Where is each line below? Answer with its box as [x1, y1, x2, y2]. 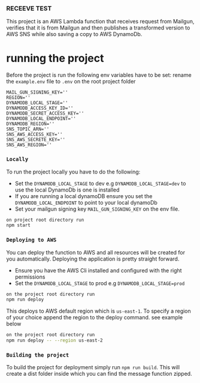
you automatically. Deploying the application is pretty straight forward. [6, 255, 180, 262]
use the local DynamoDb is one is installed [14, 186, 120, 193]
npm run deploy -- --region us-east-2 [6, 337, 103, 343]
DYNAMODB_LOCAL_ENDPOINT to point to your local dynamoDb [14, 199, 157, 206]
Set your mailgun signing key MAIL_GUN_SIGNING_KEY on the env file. [14, 205, 180, 213]
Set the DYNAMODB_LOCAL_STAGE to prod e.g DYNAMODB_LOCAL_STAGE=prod [14, 279, 185, 286]
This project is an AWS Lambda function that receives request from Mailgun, [6, 18, 195, 25]
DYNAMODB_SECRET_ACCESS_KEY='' [6, 110, 84, 116]
